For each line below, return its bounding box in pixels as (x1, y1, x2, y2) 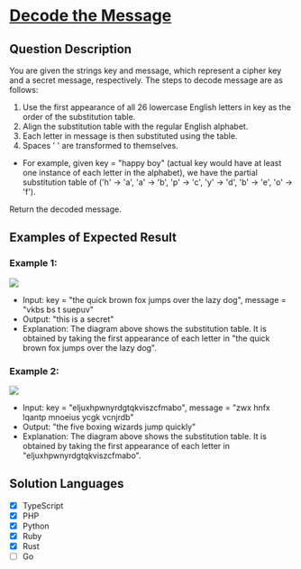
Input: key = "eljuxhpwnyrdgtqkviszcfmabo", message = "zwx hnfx (22, 402, 270, 413)
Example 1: (9, 257, 58, 270)
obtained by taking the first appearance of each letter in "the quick (22, 333, 270, 344)
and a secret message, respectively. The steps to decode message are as (9, 75, 284, 86)
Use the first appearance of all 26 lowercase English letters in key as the (22, 102, 291, 113)
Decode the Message (9, 5, 172, 26)
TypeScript (22, 500, 64, 510)
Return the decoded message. (9, 204, 122, 215)
